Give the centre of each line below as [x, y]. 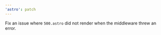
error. [10, 28]
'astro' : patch [20, 9]
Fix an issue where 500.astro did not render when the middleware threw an [81, 23]
